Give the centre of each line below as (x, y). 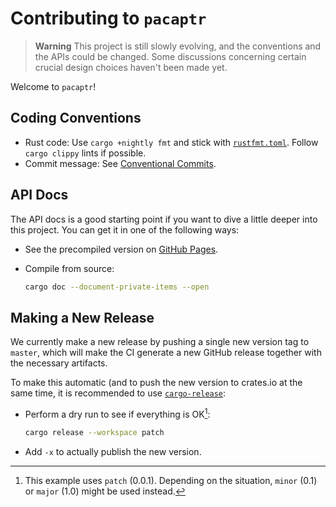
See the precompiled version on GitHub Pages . (121, 249)
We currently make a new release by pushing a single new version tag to (160, 342)
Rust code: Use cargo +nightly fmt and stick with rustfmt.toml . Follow (171, 142)
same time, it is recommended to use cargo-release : (118, 393)
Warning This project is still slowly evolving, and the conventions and (178, 46)
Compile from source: (69, 268)
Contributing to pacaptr (108, 18)
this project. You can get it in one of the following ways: (125, 229)
